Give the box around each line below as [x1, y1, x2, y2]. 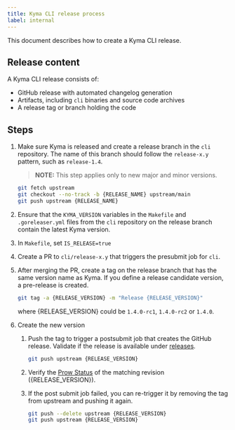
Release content [7, 56, 80, 68]
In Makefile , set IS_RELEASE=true [17, 238, 112, 247]
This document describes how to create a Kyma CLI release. [7, 36, 182, 44]
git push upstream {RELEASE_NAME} [17, 197, 119, 204]
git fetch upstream [17, 184, 75, 192]
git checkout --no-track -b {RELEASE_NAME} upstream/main [17, 191, 191, 198]
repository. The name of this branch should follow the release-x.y [17, 150, 209, 159]
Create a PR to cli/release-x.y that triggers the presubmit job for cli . [17, 252, 221, 260]
